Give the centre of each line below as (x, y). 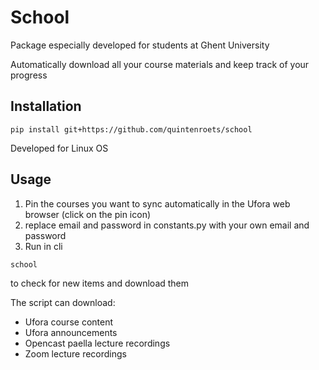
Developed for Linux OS (59, 148)
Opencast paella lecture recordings (97, 343)
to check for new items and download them (100, 283)
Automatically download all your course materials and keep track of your (160, 64)
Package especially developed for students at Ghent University (140, 45)
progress (29, 75)
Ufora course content (69, 322)
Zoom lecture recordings (75, 353)
